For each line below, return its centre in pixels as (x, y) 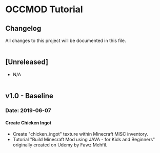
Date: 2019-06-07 (28, 111)
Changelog (23, 28)
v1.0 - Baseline (29, 96)
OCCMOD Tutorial (44, 9)
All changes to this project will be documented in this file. (66, 40)
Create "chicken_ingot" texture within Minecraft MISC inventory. (81, 134)
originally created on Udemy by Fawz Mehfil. (60, 145)
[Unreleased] (27, 62)
